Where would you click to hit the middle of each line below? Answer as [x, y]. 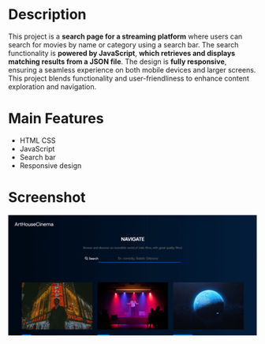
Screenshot [47, 198]
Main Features [56, 119]
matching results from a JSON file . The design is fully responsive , [118, 62]
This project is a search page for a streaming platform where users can [125, 36]
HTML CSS [37, 140]
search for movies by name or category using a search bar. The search [123, 44]
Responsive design [50, 165]
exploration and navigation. [52, 86]
